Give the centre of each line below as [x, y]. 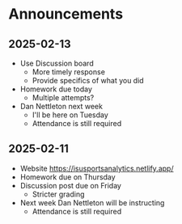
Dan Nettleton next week [61, 106]
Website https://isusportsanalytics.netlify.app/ [97, 168]
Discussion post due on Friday [70, 185]
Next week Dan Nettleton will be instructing [92, 202]
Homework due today [56, 89]
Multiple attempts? [63, 97]
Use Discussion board [57, 63]
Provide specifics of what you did [88, 80]
